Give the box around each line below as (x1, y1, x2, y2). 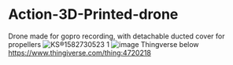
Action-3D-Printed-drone (8, 5, 179, 23)
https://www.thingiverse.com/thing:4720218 (8, 48, 152, 57)
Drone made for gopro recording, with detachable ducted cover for (8, 31, 225, 41)
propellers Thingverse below (8, 39, 199, 49)
